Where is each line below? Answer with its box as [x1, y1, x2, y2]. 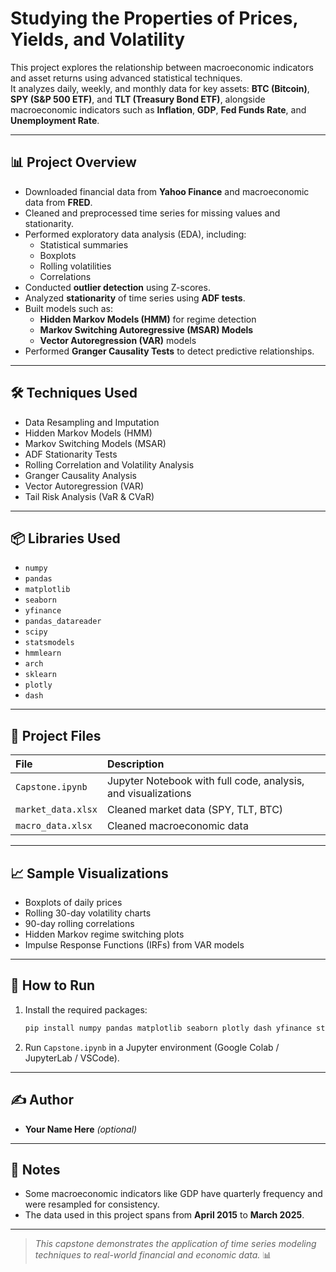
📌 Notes [10, 1161, 61, 1178]
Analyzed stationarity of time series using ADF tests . [24, 292, 246, 304]
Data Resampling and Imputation [24, 416, 160, 428]
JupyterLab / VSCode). [24, 1052, 120, 1064]
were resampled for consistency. [24, 1198, 160, 1211]
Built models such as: [24, 302, 114, 314]
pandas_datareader [24, 617, 102, 627]
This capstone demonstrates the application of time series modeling [34, 1238, 317, 1250]
